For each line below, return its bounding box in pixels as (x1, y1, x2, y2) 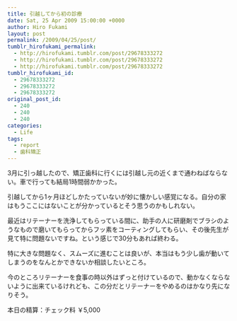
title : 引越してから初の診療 (7, 10, 83, 18)
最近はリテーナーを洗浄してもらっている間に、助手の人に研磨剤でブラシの (7, 216, 224, 225)
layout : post (7, 30, 46, 37)
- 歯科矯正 (13, 148, 42, 156)
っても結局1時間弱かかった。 (37, 177, 122, 186)
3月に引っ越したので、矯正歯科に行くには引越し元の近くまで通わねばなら (7, 169, 222, 177)
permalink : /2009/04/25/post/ (7, 37, 97, 44)
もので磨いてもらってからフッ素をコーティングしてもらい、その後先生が (19, 226, 229, 233)
